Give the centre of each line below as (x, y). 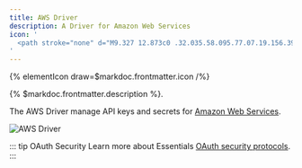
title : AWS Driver (44, 18)
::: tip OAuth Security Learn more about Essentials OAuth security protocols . (150, 146)
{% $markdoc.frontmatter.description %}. (86, 94)
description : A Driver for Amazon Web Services (100, 26)
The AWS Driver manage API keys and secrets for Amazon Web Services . (145, 111)
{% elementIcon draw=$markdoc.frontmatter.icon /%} (110, 76)
